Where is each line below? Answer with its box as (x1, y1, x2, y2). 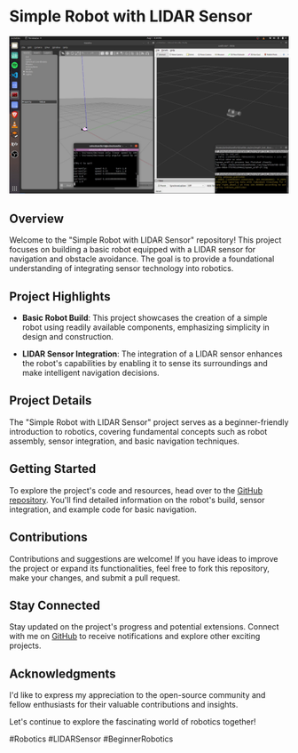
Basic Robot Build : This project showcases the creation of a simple (21, 313, 268, 324)
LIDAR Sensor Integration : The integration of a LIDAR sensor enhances (21, 348, 283, 359)
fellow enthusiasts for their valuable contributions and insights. (9, 700, 239, 710)
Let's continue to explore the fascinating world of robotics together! (9, 717, 256, 727)
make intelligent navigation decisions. (21, 367, 160, 379)
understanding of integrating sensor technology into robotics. (9, 263, 234, 274)
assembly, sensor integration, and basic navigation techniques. (9, 436, 239, 446)
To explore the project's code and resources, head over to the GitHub (9, 485, 263, 495)
